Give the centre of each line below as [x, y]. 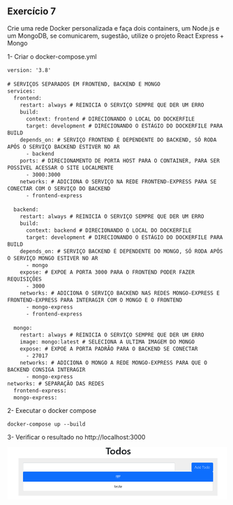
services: [22, 91]
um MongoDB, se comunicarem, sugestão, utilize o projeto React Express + [116, 36]
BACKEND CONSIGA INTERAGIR [46, 370]
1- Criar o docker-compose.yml [52, 56]
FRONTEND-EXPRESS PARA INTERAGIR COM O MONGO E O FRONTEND [95, 300]
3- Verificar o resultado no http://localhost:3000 [76, 437]
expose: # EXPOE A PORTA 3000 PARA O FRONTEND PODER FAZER [107, 272]
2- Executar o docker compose [52, 410]
